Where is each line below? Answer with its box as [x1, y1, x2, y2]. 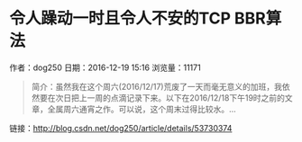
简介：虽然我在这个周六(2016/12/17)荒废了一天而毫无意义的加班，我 [31, 81, 282, 92]
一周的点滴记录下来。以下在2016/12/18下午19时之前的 [87, 92, 286, 103]
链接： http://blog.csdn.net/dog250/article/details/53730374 [9, 122, 233, 133]
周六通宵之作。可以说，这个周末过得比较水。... [62, 103, 236, 114]
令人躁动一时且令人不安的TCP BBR [9, 8, 266, 29]
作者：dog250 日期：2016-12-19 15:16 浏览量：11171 [9, 62, 201, 73]
